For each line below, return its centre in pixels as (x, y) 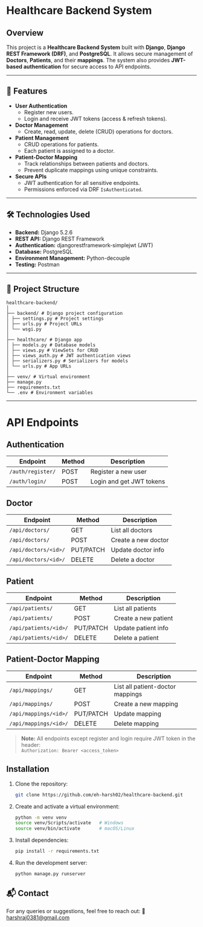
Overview (25, 33)
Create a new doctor (140, 540)
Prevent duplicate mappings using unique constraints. (91, 170)
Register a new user (118, 472)
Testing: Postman (37, 264)
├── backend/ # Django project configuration (64, 314)
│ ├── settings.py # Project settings (55, 319)
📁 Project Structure (43, 289)
